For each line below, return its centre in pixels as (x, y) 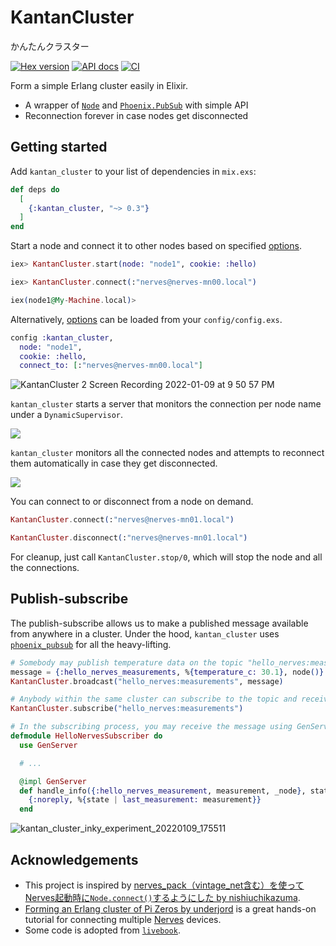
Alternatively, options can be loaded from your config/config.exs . (146, 319)
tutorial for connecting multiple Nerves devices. (123, 919)
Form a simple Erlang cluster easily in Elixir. (99, 85)
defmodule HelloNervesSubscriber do (86, 736)
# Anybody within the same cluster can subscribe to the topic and (154, 699)
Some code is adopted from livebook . (102, 930)
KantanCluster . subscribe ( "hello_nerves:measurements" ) (127, 709)
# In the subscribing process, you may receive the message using (151, 727)
